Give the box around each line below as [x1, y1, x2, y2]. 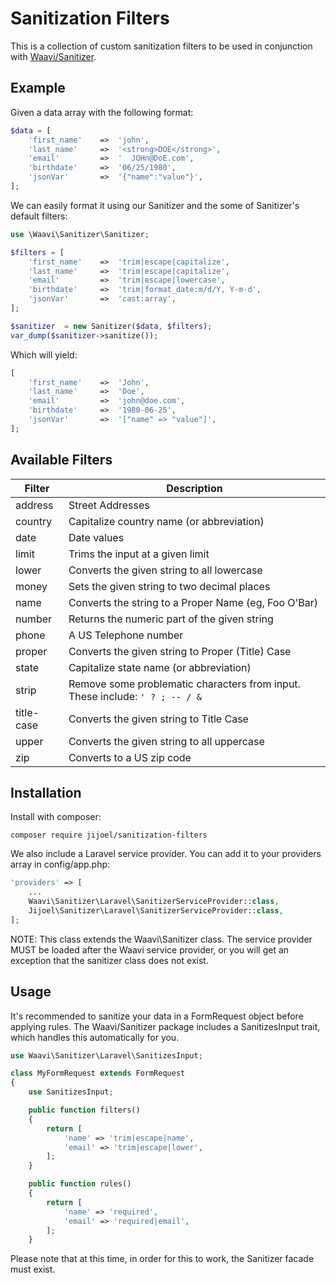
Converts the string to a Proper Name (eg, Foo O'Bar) [68, 595, 319, 609]
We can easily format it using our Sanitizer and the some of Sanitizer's [10, 199, 300, 211]
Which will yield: [10, 348, 78, 361]
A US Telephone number [68, 628, 184, 642]
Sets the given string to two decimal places [68, 579, 271, 593]
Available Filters [10, 452, 113, 469]
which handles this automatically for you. [10, 1031, 180, 1043]
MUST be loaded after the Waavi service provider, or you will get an [10, 943, 290, 956]
